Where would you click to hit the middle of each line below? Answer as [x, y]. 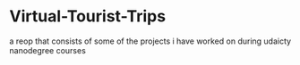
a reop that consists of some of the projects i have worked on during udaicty [150, 41]
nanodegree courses [48, 50]
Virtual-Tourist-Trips [88, 16]
